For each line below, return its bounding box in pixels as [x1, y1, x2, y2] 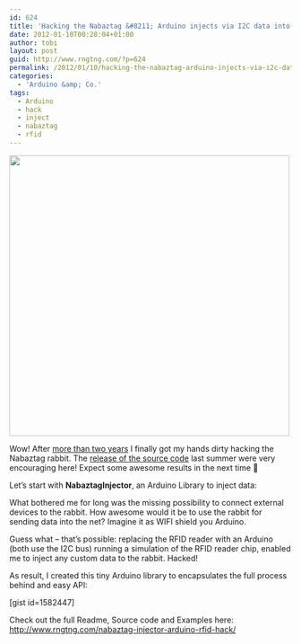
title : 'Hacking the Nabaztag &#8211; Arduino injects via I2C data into [9, 22, 291, 31]
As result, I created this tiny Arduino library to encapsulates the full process [9, 569, 288, 580]
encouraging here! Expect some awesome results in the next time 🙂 [9, 462, 259, 472]
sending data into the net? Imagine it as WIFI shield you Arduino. [9, 516, 246, 526]
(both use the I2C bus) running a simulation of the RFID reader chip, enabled [9, 543, 291, 553]
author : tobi [9, 38, 58, 48]
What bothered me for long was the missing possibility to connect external [9, 497, 284, 507]
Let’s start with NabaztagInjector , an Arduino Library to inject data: [9, 480, 257, 490]
